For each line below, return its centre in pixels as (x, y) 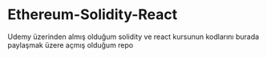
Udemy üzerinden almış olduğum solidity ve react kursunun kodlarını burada (133, 37)
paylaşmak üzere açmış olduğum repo (71, 44)
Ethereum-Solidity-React (93, 15)
